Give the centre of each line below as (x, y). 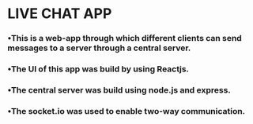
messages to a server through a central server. (99, 48)
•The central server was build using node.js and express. (119, 89)
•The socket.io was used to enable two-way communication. (126, 111)
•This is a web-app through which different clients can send (125, 38)
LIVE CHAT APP (60, 14)
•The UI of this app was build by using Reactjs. (98, 69)
